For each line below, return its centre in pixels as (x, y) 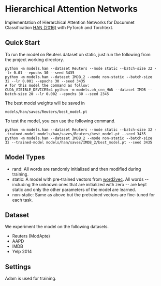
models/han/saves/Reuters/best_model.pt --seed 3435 (92, 134)
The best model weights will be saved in (45, 103)
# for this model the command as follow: (47, 85)
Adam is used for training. (31, 278)
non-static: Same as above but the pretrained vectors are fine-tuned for (83, 194)
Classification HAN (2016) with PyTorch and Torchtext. (59, 27)
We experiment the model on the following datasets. (57, 227)
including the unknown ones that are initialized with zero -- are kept (79, 184)
